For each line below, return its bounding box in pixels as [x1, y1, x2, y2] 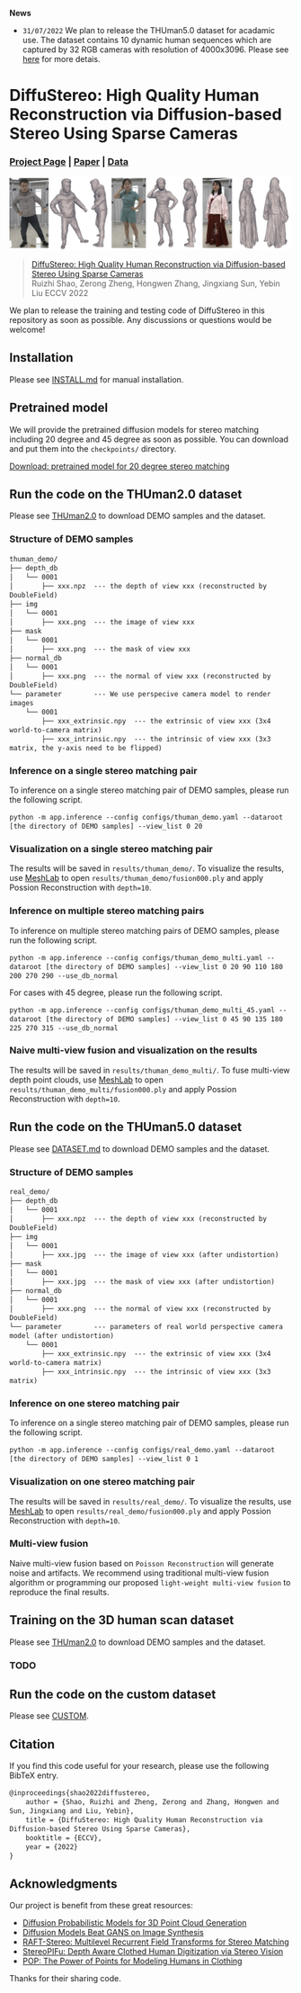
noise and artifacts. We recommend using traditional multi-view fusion [9, 1567, 270, 1578]
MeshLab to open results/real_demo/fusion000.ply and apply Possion [9, 1505, 271, 1516]
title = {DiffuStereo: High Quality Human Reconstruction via [25, 1816, 263, 1825]
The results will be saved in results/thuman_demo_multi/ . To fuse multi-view [9, 1064, 290, 1075]
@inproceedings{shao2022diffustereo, [9, 1789, 151, 1798]
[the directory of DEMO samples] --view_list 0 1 [9, 1455, 199, 1464]
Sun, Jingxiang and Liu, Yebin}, [9, 1807, 135, 1816]
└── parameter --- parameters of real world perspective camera [9, 1322, 283, 1331]
